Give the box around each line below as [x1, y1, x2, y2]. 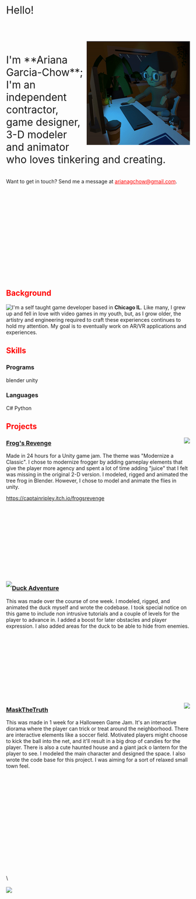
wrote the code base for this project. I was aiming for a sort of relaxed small [6, 757, 188, 764]
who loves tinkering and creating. [6, 153, 166, 166]
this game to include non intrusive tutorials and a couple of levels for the [6, 610, 180, 617]
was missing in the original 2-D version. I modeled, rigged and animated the [6, 471, 188, 478]
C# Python [6, 404, 32, 411]
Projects [6, 421, 37, 431]
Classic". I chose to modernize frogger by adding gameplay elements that [6, 458, 183, 466]
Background [6, 288, 51, 298]
